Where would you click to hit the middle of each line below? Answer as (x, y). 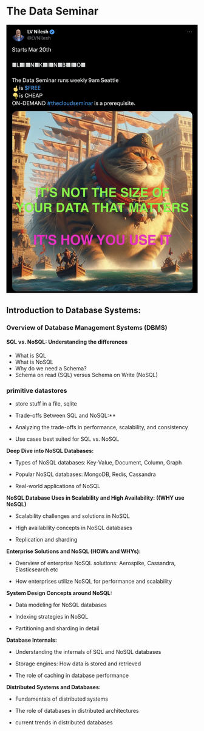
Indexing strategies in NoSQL (52, 617)
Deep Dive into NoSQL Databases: (50, 451)
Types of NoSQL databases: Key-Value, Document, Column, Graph (98, 462)
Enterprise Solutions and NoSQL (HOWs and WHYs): (73, 551)
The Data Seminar (53, 11)
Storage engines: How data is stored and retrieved (78, 664)
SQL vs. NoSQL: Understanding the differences (67, 342)
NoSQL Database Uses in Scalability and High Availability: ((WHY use (95, 498)
